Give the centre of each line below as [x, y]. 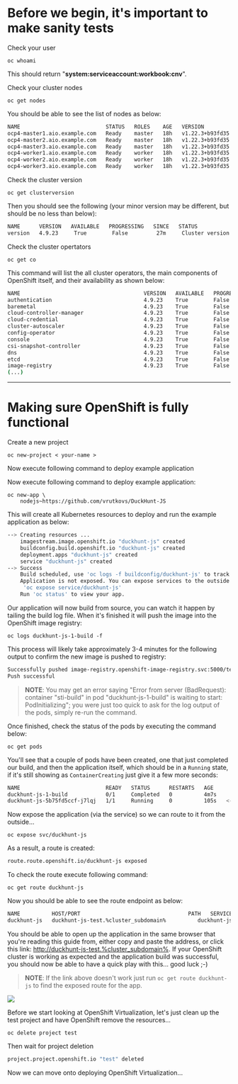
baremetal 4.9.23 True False [119, 306]
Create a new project [38, 442]
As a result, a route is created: [51, 848]
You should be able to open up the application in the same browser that [112, 934]
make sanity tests [61, 28]
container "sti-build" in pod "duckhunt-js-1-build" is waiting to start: [124, 697]
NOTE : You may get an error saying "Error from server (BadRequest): [125, 690]
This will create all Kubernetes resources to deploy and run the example [112, 515]
